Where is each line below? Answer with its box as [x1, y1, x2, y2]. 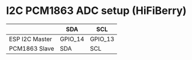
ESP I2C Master [9, 35, 53, 43]
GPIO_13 [90, 35, 115, 43]
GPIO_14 [60, 35, 85, 43]
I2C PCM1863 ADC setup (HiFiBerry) [6, 4, 187, 17]
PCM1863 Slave [9, 44, 54, 52]
